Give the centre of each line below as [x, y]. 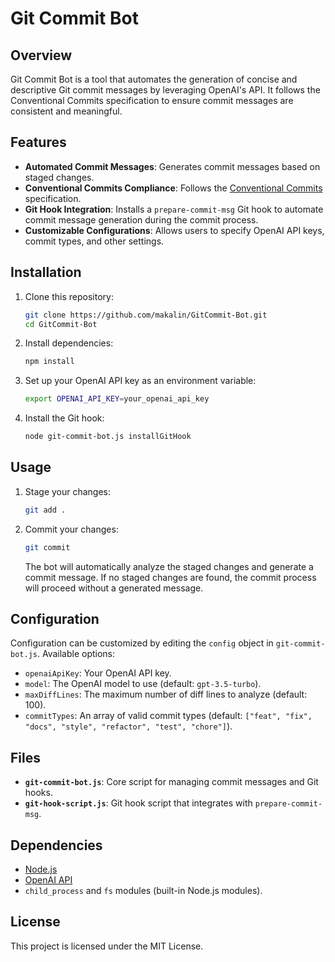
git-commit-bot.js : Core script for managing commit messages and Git [171, 782]
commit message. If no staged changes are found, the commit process [170, 577]
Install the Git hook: [64, 418]
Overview [41, 55]
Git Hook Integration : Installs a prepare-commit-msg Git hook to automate [174, 209]
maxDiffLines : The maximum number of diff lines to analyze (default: [166, 694]
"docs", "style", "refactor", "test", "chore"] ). [128, 726]
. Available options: [76, 654]
